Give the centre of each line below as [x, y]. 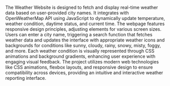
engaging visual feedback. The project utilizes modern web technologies [82, 62]
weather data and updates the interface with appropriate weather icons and [85, 40]
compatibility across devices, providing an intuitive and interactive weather [84, 73]
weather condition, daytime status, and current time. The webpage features [85, 24]
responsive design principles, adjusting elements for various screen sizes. [83, 29]
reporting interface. [26, 78]
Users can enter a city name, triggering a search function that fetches [79, 35]
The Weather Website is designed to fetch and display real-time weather [82, 7]
